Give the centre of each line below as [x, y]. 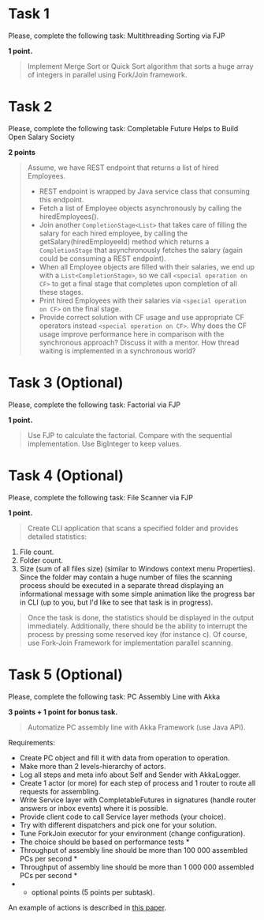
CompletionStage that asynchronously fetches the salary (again [141, 250]
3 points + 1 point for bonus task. [63, 711]
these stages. [61, 292]
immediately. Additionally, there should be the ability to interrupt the [138, 626]
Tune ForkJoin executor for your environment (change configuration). [132, 833]
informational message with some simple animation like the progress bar [137, 594]
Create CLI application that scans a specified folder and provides [133, 528]
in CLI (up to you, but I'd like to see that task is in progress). [116, 602]
